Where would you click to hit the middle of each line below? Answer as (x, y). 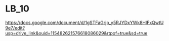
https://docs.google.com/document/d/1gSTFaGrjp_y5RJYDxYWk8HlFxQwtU (85, 22)
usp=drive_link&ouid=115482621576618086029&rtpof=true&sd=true (76, 33)
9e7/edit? (15, 27)
